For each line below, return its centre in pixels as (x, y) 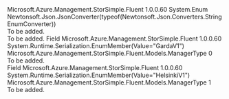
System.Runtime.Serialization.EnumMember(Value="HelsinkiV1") (99, 75)
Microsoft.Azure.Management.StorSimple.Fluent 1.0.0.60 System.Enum (108, 9)
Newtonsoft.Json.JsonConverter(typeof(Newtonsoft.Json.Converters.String (115, 16)
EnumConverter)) (32, 24)
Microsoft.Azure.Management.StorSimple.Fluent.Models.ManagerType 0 (110, 53)
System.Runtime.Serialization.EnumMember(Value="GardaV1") (96, 46)
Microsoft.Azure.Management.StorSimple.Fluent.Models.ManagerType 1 (109, 82)
